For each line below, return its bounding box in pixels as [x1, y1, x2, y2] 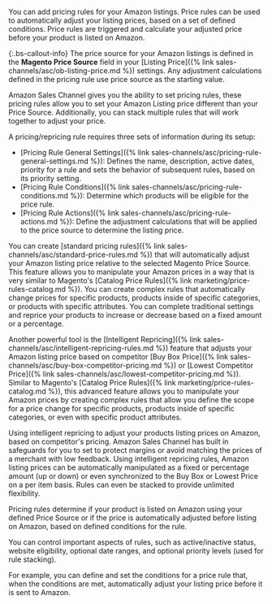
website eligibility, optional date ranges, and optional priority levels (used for [8, 546, 264, 555]
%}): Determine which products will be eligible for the [70, 191, 249, 200]
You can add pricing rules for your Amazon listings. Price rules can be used [8, 7, 261, 16]
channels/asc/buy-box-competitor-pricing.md [8, 361, 162, 370]
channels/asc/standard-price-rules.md [8, 250, 138, 259]
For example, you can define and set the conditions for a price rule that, [8, 571, 248, 580]
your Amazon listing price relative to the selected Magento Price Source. [8, 259, 251, 267]
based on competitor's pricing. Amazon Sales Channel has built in [8, 437, 229, 446]
